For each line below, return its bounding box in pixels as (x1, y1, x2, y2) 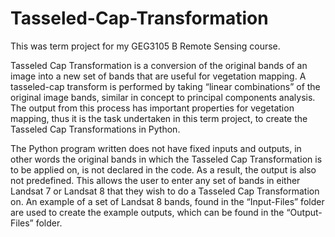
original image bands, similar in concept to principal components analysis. (10, 91, 316, 103)
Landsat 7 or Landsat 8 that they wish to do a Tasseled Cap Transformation (10, 185, 320, 197)
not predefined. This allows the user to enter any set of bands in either (10, 174, 301, 186)
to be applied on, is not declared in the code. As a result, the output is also (10, 163, 317, 176)
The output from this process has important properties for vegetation (10, 102, 295, 114)
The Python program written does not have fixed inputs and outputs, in (10, 142, 302, 154)
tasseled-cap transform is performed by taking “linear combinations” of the (10, 80, 321, 92)
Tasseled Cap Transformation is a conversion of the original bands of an (10, 59, 308, 71)
